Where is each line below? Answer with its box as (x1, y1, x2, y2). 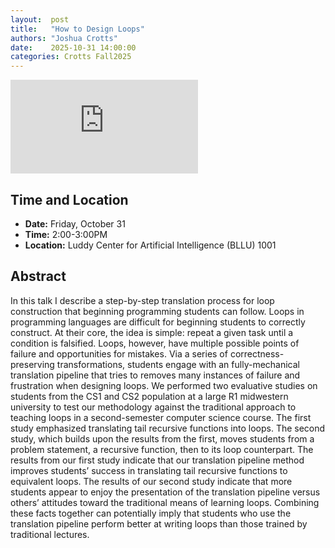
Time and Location (10, 191, 129, 208)
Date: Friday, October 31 (24, 217, 126, 230)
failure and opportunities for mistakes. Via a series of (10, 347, 228, 360)
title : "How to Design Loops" (10, 24, 145, 34)
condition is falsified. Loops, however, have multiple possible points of (10, 337, 300, 349)
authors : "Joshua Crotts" (10, 33, 118, 43)
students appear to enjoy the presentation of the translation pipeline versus (10, 486, 321, 498)
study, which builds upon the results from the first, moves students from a (10, 432, 315, 445)
